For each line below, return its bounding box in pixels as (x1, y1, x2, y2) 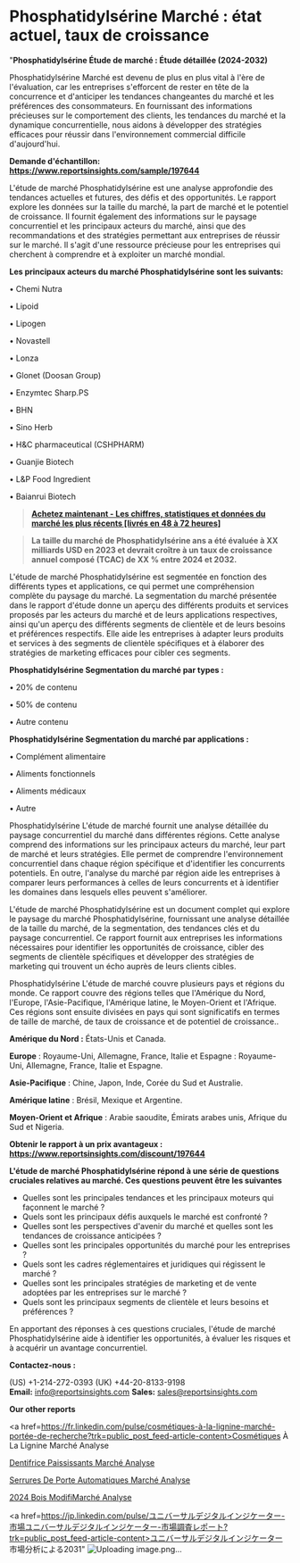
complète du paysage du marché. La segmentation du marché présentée (9, 590, 277, 601)
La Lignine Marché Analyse (9, 1440, 110, 1451)
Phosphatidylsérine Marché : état (9, 6, 262, 27)
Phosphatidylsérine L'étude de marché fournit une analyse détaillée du (9, 819, 270, 831)
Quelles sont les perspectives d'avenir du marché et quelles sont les (21, 1220, 274, 1231)
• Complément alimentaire (9, 751, 106, 761)
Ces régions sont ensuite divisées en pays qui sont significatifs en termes (9, 1006, 280, 1017)
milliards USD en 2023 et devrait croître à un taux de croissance (30, 545, 273, 555)
